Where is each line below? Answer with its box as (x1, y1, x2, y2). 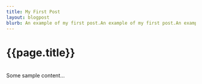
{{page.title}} (6, 46, 75, 59)
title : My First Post (6, 8, 61, 15)
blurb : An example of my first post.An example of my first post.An (6, 20, 182, 26)
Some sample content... (6, 72, 65, 79)
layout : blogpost (6, 14, 50, 20)
